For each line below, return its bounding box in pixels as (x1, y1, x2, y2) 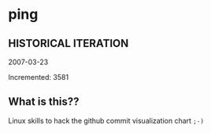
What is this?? (8, 95, 80, 109)
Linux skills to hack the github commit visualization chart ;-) (8, 116, 205, 125)
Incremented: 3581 (8, 73, 69, 81)
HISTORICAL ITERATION (8, 37, 129, 50)
